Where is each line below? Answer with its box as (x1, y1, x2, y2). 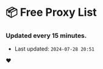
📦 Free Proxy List (5, 5, 97, 20)
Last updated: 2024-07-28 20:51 (14, 45, 95, 53)
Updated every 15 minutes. (5, 32, 87, 40)
